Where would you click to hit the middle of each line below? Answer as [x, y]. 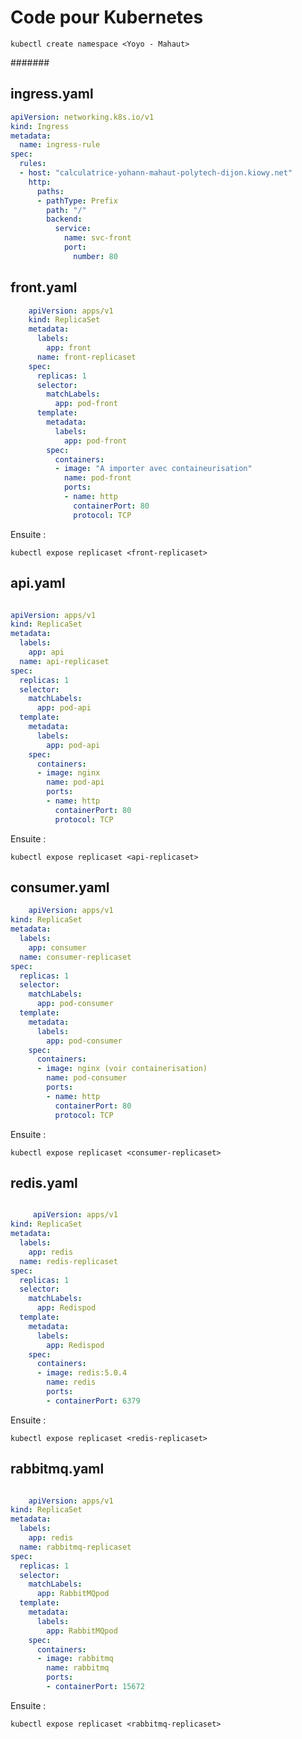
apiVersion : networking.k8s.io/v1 [82, 117]
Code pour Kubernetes [107, 17]
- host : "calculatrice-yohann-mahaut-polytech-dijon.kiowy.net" [156, 173]
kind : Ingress [40, 126]
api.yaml [38, 583]
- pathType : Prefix [77, 201]
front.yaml [44, 287]
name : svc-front [97, 238]
